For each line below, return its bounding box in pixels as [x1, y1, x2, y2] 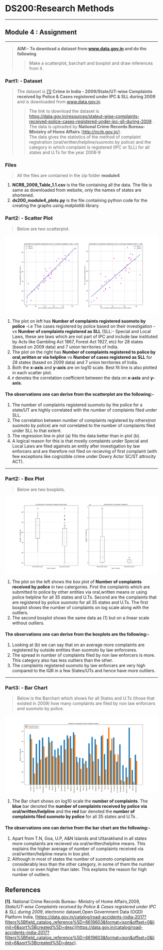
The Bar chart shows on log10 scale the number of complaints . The [12, 798, 148, 804]
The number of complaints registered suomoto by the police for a [12, 402, 143, 408]
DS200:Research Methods [5, 3, 114, 14]
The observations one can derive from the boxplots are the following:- [5, 631, 149, 637]
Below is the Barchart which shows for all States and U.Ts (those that [16, 695, 155, 701]
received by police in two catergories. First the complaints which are [12, 583, 150, 590]
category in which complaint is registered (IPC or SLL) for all [29, 144, 150, 150]
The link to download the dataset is [29, 108, 99, 114]
